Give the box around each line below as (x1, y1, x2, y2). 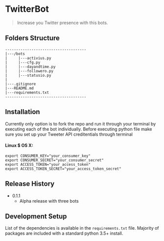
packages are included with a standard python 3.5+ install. (5, 230, 123, 237)
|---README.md (5, 86, 34, 90)
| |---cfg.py (5, 60, 41, 65)
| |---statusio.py (5, 73, 51, 78)
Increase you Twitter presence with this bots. (17, 20, 108, 26)
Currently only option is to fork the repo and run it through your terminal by (5, 120, 156, 126)
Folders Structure (5, 34, 60, 42)
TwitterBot (5, 3, 49, 15)
